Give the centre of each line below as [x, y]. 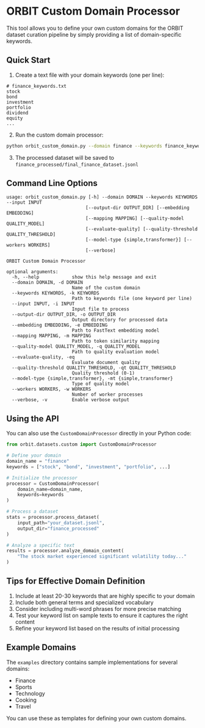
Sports [23, 687]
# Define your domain [34, 455]
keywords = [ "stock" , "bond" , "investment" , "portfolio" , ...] [88, 467]
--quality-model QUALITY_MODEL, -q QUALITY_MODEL [76, 347]
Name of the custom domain [106, 288]
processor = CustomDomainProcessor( [53, 484]
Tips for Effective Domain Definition [76, 581]
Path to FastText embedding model [116, 330]
